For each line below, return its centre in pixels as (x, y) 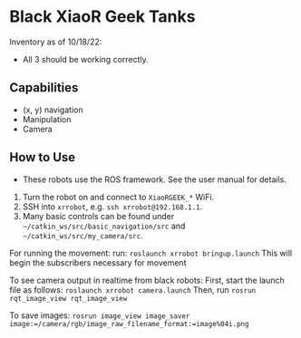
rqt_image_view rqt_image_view (68, 298)
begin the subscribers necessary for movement (98, 262)
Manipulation (47, 119)
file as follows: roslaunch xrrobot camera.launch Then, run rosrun (133, 290)
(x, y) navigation (53, 110)
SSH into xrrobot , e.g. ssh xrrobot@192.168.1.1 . (112, 207)
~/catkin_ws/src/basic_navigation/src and (104, 226)
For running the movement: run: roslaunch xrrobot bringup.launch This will (151, 253)
